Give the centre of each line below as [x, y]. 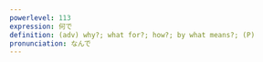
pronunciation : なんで [50, 43]
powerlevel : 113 [40, 18]
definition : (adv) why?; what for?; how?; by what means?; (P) [132, 35]
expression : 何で [41, 26]
